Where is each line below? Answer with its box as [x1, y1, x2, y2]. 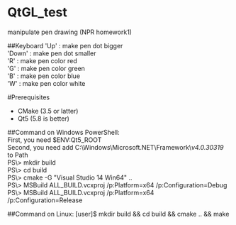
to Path [7, 150, 28, 159]
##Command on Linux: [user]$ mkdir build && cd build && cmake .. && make [7, 209, 230, 218]
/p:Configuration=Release [7, 196, 83, 204]
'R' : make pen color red [7, 56, 78, 65]
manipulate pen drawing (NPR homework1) [7, 28, 133, 36]
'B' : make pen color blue [7, 72, 80, 80]
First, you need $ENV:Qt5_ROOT [7, 136, 102, 144]
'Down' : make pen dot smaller [7, 49, 97, 57]
